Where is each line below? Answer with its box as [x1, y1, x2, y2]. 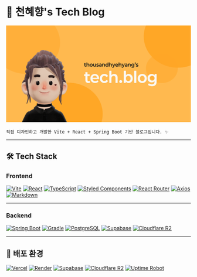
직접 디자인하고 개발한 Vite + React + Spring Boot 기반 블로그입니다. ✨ [6, 129, 169, 135]
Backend [6, 211, 32, 220]
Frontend [6, 172, 33, 180]
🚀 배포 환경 [6, 248, 44, 258]
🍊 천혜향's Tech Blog [6, 5, 105, 19]
